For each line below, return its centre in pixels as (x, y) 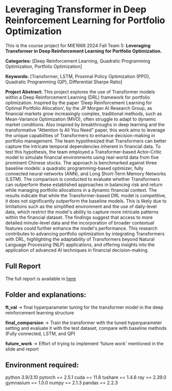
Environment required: (42, 365)
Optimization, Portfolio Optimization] (44, 66)
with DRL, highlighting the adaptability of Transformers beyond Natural (80, 239)
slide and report (22, 349)
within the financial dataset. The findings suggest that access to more (79, 217)
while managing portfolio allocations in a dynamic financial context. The (81, 190)
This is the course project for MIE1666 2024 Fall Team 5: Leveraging (78, 45)
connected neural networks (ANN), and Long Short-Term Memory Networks (86, 174)
